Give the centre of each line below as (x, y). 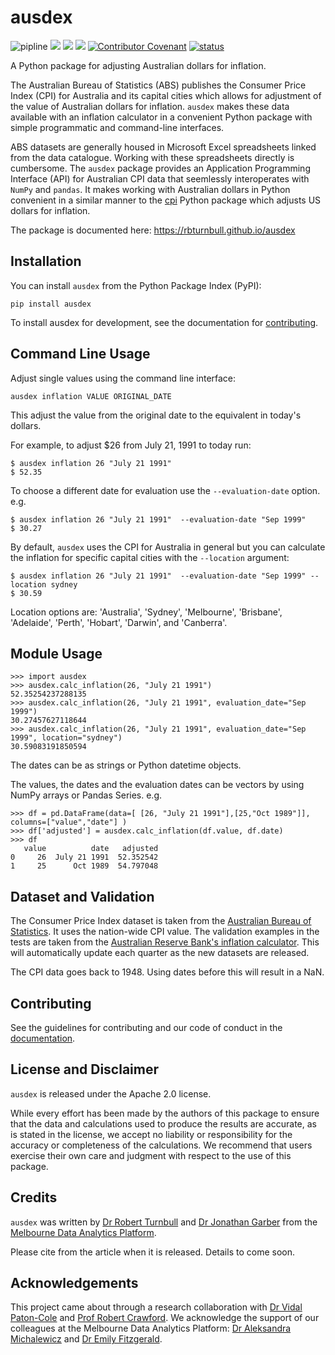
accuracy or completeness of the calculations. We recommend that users (161, 1145)
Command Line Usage (80, 354)
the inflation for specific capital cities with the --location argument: (150, 557)
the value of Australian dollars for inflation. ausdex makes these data (150, 106)
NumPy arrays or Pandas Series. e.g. (86, 795)
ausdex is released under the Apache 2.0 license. (111, 1093)
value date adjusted (91, 849)
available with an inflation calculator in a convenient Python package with (161, 117)
